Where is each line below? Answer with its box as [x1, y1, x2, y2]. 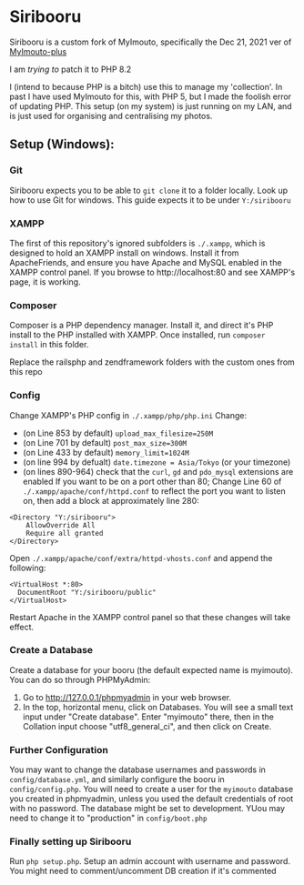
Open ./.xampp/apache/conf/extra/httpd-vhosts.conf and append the [9, 552, 273, 563]
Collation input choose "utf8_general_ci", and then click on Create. [22, 720, 272, 731]
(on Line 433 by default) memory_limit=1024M [22, 447, 189, 458]
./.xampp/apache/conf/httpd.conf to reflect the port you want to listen [22, 485, 286, 497]
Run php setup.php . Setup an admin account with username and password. [9, 856, 291, 867]
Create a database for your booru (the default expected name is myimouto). [9, 664, 294, 675]
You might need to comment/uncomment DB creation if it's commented [9, 866, 277, 877]
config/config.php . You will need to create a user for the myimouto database [9, 784, 294, 795]
